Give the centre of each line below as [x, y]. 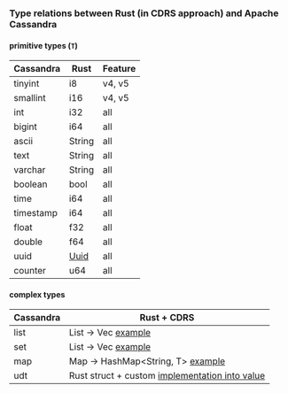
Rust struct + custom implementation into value [167, 376]
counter [30, 271]
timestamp [36, 213]
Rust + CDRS [167, 318]
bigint [26, 127]
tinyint [27, 84]
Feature [119, 69]
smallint [30, 98]
